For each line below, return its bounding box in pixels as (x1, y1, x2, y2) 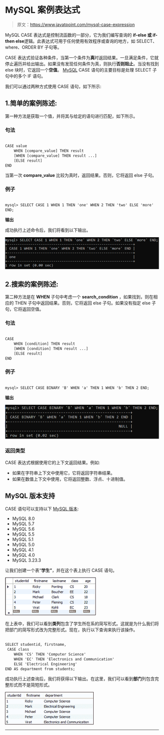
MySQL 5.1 (12, 536, 34, 542)
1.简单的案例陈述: (5, 99, 58, 108)
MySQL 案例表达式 (5, 4, 81, 16)
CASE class (7, 647, 29, 652)
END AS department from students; (5, 666, 76, 671)
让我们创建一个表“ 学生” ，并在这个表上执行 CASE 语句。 (5, 567, 117, 573)
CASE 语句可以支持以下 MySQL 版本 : (5, 506, 79, 512)
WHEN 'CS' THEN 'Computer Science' (14, 652, 86, 657)
